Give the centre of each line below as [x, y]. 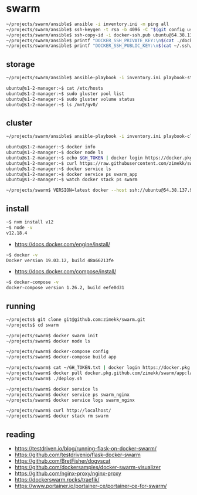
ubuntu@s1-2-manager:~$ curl [42, 163]
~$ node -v [19, 228]
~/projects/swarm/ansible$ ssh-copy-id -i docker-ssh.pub [78, 35]
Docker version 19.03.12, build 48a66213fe [60, 260]
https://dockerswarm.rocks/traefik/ [57, 479]
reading [21, 434]
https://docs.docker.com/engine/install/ [62, 244]
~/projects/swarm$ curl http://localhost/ [59, 411]
